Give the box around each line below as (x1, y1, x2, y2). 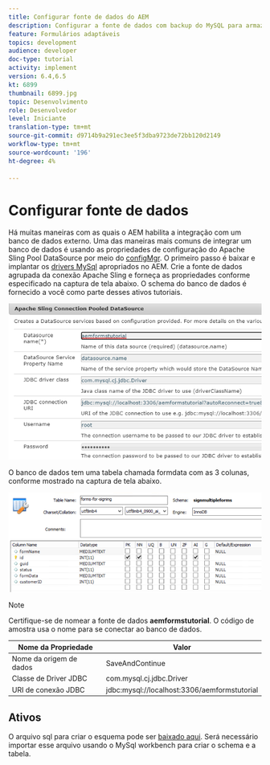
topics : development (8, 39, 78, 47)
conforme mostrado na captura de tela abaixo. (8, 477, 162, 486)
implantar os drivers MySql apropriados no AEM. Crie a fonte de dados (8, 262, 243, 272)
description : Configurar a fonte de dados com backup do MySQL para (8, 21, 243, 30)
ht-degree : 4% (8, 157, 56, 165)
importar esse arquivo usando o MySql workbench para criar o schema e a (8, 740, 256, 751)
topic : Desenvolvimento (8, 97, 88, 106)
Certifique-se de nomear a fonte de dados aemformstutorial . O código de (8, 616, 255, 626)
